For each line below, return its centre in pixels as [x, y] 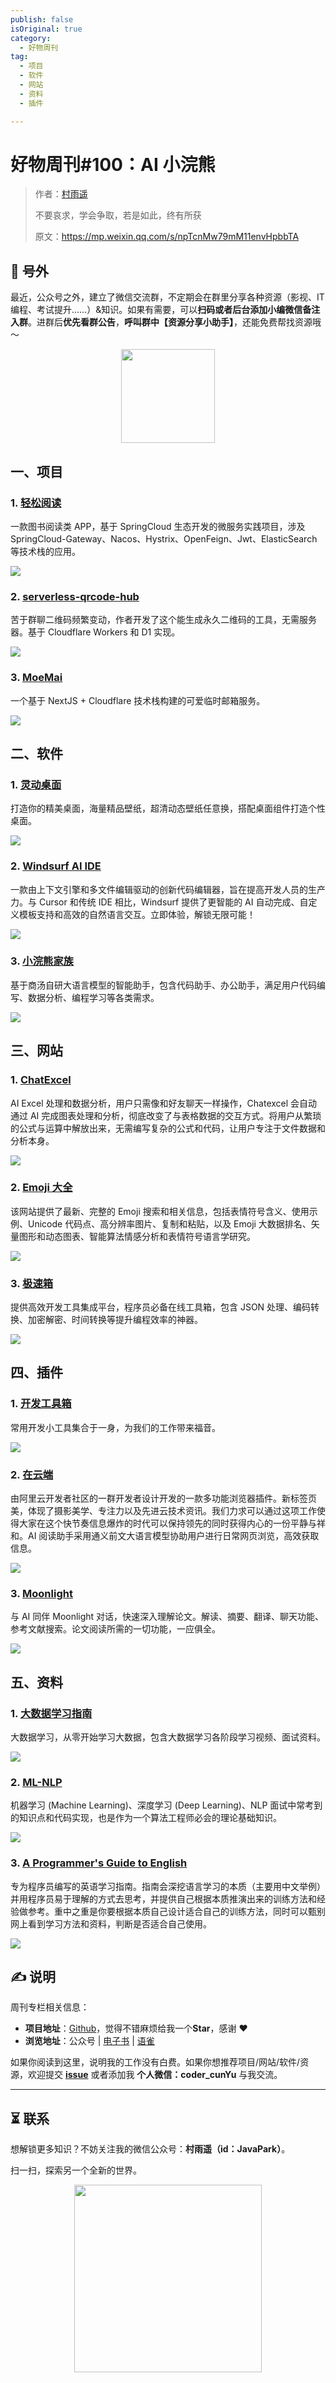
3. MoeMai [36, 678]
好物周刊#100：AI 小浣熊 [113, 164]
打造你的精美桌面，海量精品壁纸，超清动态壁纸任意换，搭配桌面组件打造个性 [168, 808]
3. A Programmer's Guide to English [99, 1863]
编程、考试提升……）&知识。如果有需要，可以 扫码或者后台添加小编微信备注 [165, 310]
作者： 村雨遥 [61, 194]
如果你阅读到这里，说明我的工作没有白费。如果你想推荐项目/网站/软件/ [155, 2062]
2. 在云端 [32, 1474]
